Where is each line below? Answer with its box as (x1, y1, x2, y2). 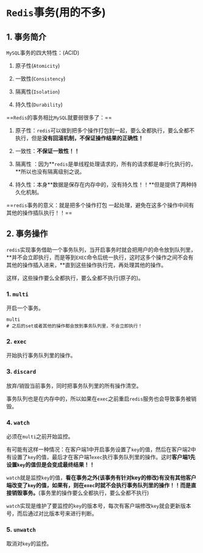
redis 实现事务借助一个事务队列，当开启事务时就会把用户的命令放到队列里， (6, 246, 196, 253)
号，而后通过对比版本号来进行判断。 (6, 510, 98, 517)
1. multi (6, 290, 29, 298)
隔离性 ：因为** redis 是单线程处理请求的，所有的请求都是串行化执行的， (15, 160, 196, 168)
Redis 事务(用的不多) (6, 5, 106, 20)
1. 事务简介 (6, 32, 47, 42)
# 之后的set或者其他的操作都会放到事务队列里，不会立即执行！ (6, 323, 143, 329)
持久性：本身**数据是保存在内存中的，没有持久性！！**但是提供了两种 (15, 181, 192, 188)
